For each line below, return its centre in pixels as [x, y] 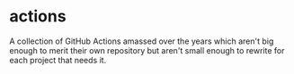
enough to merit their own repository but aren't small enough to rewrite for [147, 50]
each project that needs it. [58, 60]
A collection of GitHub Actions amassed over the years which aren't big [142, 41]
